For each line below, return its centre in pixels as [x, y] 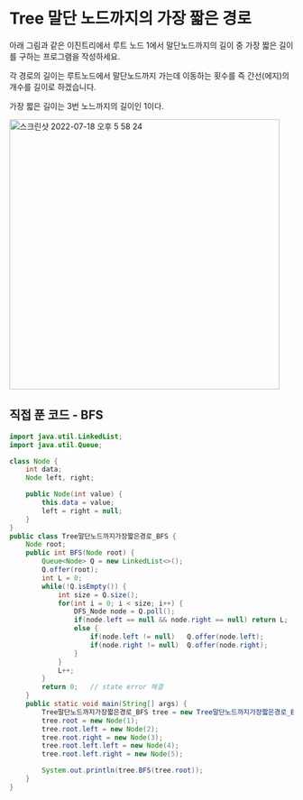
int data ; [44, 470]
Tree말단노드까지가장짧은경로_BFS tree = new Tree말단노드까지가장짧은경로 [164, 712]
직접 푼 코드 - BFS [56, 415]
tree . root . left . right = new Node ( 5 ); [112, 754]
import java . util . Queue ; [56, 445]
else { [86, 629]
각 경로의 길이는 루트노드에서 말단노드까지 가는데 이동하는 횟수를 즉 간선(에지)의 [150, 75]
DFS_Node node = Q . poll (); [124, 611]
